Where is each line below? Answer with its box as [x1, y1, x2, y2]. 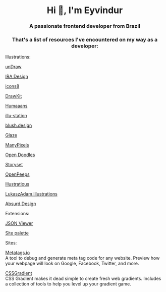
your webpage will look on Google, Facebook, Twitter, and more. [5, 260, 140, 267]
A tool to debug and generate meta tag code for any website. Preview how [5, 255, 160, 261]
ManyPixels [5, 142, 29, 148]
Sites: [5, 240, 17, 246]
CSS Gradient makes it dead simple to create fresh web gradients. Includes [5, 275, 161, 282]
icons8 [5, 83, 20, 89]
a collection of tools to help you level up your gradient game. [5, 281, 131, 287]
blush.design [5, 122, 32, 128]
